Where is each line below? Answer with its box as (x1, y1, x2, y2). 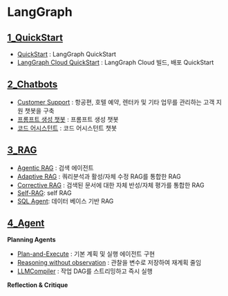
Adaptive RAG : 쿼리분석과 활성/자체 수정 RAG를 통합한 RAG (17, 172, 181, 181)
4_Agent (7, 217, 45, 229)
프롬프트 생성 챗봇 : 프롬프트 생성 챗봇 (17, 115, 119, 123)
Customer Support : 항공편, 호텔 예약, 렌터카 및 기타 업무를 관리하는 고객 (17, 98, 215, 106)
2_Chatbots (7, 79, 58, 91)
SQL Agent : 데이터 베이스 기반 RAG (17, 196, 114, 205)
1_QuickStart (7, 32, 64, 44)
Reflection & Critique (7, 281, 68, 289)
